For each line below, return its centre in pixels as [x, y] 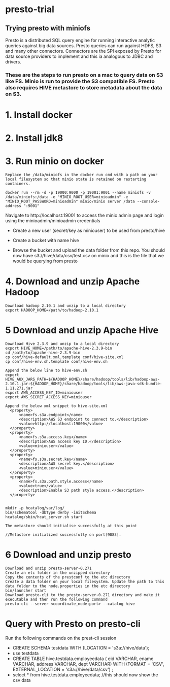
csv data [22, 680]
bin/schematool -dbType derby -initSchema [51, 513]
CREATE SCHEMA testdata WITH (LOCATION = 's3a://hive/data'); [81, 647]
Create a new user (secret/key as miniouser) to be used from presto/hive [89, 231]
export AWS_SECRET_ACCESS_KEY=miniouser [49, 397]
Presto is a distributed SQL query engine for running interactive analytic [80, 40]
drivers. [13, 62]
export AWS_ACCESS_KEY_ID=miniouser [44, 393]
